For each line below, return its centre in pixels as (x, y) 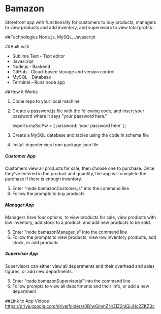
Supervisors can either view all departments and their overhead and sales (80, 266)
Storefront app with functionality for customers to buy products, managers (81, 22)
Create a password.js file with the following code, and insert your (78, 111)
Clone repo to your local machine (46, 101)
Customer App (20, 156)
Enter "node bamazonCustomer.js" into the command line (71, 188)
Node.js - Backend (31, 66)
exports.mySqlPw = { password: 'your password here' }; (69, 126)
